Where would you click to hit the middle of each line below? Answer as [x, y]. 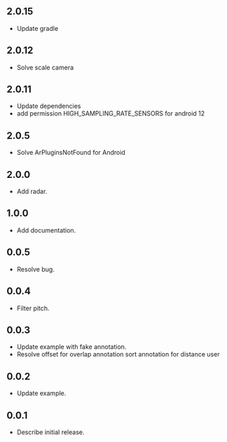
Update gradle [37, 28]
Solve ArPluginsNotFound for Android [71, 153]
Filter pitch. [33, 308]
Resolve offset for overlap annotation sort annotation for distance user [118, 354]
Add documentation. [46, 230]
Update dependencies [49, 106]
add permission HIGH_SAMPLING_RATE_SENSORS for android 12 [111, 113]
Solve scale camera [45, 67]
